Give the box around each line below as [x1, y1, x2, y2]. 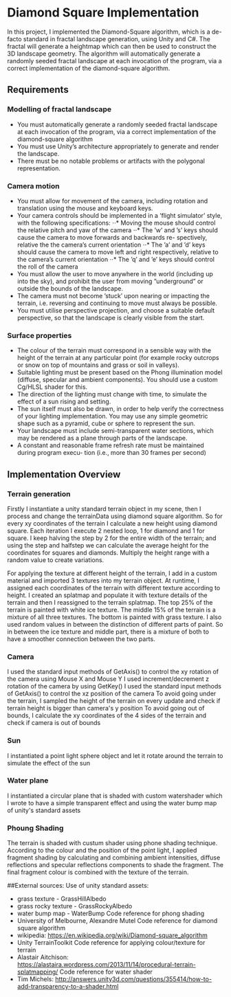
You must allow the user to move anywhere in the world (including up [16, 269, 213, 278]
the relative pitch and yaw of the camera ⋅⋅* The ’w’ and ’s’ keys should [16, 225, 219, 234]
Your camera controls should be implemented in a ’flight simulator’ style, [16, 211, 223, 219]
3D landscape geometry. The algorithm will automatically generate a [7, 49, 201, 58]
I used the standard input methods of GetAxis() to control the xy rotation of [7, 668, 219, 676]
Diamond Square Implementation [7, 5, 199, 21]
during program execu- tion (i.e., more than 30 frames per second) [16, 449, 206, 457]
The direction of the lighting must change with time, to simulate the [16, 390, 208, 399]
